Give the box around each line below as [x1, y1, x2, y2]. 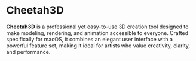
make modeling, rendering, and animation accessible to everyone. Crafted [6, 29, 189, 36]
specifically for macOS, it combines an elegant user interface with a [6, 36, 173, 43]
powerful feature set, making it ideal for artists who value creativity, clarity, [6, 42, 190, 49]
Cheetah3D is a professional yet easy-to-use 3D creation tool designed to [6, 23, 189, 30]
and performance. [6, 48, 51, 55]
